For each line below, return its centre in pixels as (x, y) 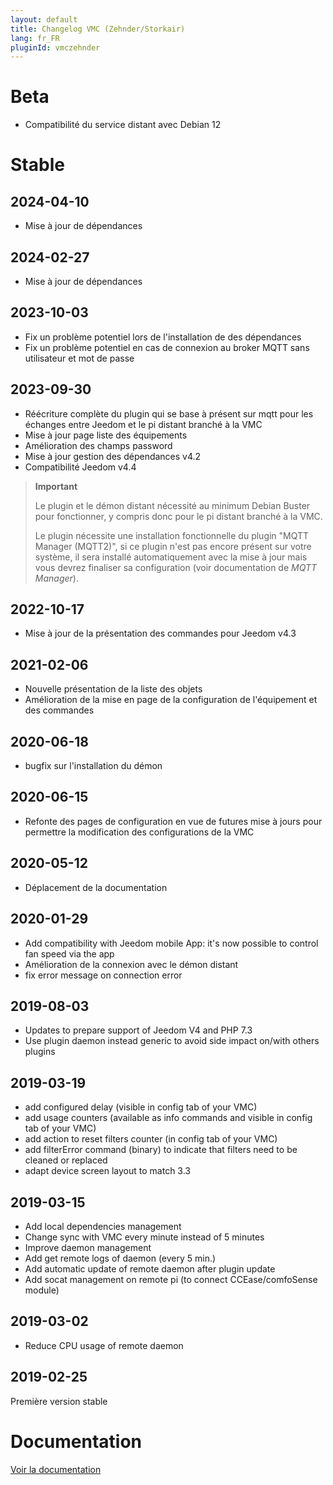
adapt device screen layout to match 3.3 (107, 1171)
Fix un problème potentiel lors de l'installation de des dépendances (163, 337)
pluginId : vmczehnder (55, 47)
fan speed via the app (69, 953)
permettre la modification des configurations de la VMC (139, 832)
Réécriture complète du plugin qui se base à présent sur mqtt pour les (169, 413)
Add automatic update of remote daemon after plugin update (150, 1268)
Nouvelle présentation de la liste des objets (113, 689)
